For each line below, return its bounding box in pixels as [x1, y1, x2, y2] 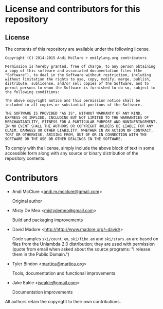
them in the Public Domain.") [12, 251, 70, 257]
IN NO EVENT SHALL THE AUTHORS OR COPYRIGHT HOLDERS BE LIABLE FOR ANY [5, 124, 153, 129]
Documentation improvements [12, 289, 73, 295]
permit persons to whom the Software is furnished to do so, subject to [5, 85, 156, 90]
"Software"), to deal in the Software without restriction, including [5, 73, 151, 77]
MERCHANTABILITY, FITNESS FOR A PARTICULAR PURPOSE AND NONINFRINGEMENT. [5, 119, 158, 124]
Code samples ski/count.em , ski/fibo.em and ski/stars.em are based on [12, 235, 159, 242]
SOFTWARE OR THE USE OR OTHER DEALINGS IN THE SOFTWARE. [5, 136, 123, 141]
